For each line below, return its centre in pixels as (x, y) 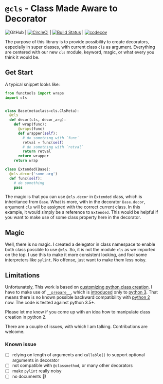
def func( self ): (26, 178)
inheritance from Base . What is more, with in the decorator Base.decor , (75, 202)
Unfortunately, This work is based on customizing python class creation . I (79, 287)
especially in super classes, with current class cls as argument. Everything (80, 47)
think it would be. (22, 57)
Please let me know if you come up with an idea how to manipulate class (78, 312)
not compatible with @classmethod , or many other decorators (72, 366)
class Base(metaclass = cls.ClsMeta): (42, 111)
